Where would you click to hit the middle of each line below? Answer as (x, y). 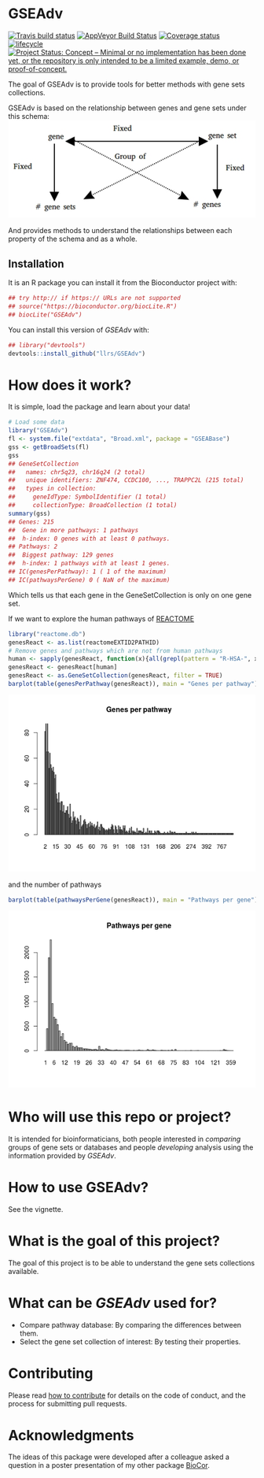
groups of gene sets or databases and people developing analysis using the (131, 1147)
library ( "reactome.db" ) (47, 634)
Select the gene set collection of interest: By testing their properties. (130, 1341)
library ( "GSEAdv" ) (38, 431)
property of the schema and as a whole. (73, 239)
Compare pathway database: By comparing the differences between (130, 1324)
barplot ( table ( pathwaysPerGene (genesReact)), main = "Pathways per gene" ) (133, 900)
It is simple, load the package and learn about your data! (99, 407)
